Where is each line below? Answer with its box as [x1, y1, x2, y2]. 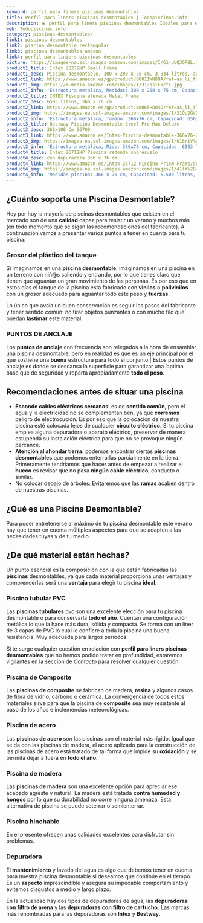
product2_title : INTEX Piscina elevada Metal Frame [6, 93, 139, 99]
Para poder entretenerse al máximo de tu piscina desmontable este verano [6, 520, 192, 527]
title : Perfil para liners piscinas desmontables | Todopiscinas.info [6, 14, 188, 21]
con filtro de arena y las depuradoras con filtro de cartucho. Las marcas [6, 904, 190, 911]
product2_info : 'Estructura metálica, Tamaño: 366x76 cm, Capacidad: [6, 115, 185, 121]
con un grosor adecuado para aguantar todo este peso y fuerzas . [6, 291, 170, 298]
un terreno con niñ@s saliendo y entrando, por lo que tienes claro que [6, 271, 181, 278]
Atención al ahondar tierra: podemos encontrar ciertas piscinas [14, 448, 176, 455]
